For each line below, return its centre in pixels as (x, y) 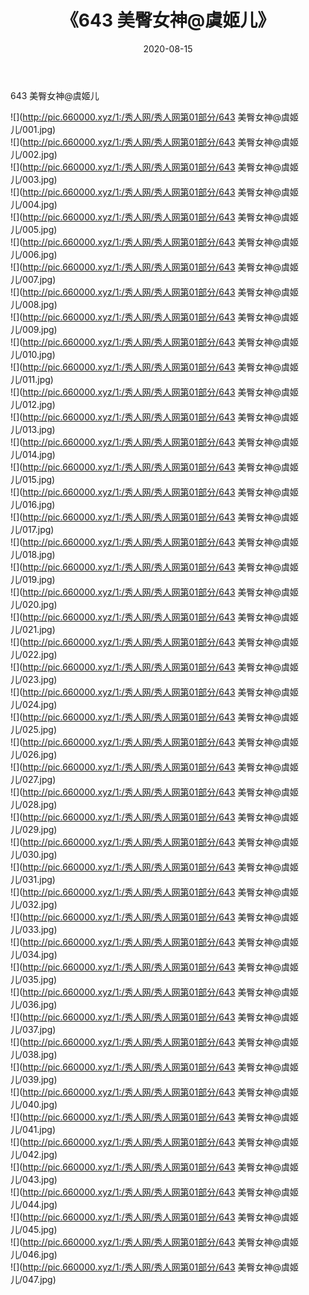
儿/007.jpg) (33, 279)
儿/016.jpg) (33, 504)
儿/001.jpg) (33, 129)
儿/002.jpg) (34, 154)
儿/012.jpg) (33, 404)
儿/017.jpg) (32, 529)
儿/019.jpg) (33, 579)
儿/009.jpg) (34, 329)
